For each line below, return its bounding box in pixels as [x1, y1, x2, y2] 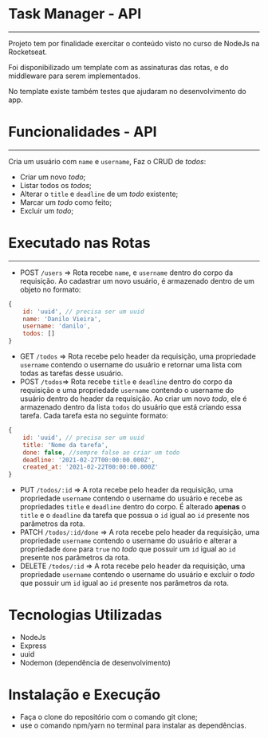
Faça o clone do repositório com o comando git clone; [19, 712, 198, 722]
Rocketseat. [8, 47, 48, 57]
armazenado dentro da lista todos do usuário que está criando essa [19, 402, 242, 412]
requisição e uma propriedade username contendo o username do [19, 386, 235, 395]
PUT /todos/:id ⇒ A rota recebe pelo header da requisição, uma [19, 485, 234, 495]
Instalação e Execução [8, 686, 161, 704]
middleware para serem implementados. [8, 71, 141, 80]
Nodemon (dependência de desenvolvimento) [19, 658, 171, 668]
